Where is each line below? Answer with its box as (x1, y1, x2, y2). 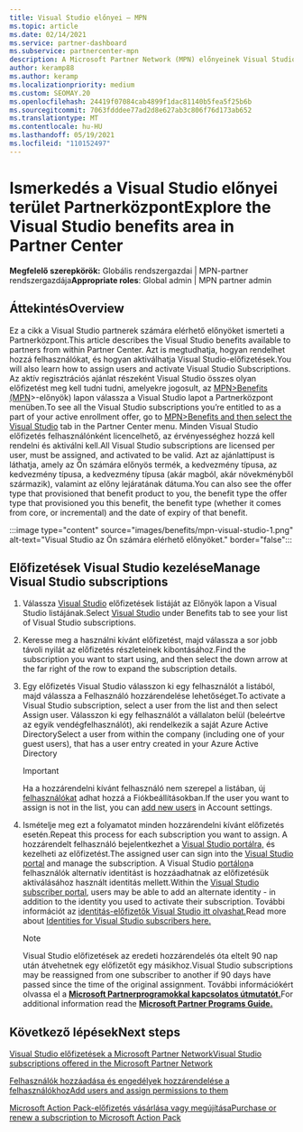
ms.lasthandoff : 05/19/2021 (9, 131, 115, 140)
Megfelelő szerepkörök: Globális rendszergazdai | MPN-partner (9, 265, 249, 276)
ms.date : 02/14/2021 (9, 30, 87, 39)
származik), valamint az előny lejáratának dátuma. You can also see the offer (9, 478, 292, 489)
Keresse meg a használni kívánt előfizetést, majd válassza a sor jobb (22, 635, 278, 646)
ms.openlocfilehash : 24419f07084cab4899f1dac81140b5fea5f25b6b (9, 97, 252, 106)
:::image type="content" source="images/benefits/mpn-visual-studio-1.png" (9, 524, 294, 535)
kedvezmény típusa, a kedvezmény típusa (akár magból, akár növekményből (9, 468, 294, 479)
